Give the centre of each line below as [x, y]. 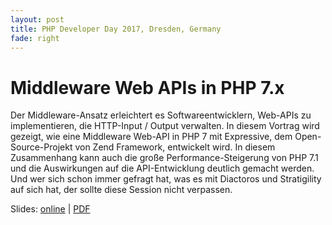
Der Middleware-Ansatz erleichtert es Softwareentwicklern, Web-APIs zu [161, 115]
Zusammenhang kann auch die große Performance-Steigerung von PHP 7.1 [164, 158]
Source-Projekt [41, 147]
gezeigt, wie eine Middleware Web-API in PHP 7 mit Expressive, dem [151, 137]
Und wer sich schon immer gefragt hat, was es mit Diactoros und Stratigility [166, 179]
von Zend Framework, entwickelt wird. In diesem [175, 147]
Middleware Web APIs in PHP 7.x [147, 87]
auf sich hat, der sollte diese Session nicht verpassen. [121, 190]
